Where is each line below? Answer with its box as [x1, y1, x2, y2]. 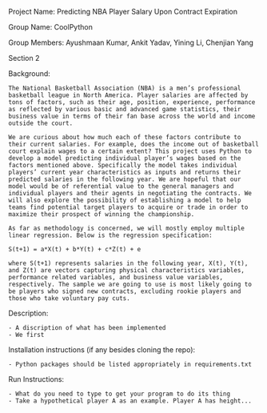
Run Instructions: [8, 375, 65, 383]
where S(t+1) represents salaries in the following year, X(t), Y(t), [8, 259, 249, 267]
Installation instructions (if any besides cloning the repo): [8, 345, 196, 355]
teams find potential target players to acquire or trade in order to [8, 203, 249, 211]
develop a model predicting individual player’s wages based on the [8, 154, 241, 162]
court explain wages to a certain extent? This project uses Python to [8, 147, 252, 155]
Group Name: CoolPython [8, 22, 94, 31]
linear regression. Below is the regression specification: [8, 231, 213, 239]
